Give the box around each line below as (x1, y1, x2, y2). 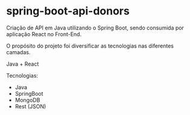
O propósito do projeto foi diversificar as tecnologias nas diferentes (6, 42, 174, 49)
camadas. (6, 48, 31, 55)
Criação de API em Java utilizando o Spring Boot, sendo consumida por (6, 24, 184, 31)
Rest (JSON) (14, 102, 46, 110)
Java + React (6, 60, 39, 67)
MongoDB (14, 96, 40, 104)
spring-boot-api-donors (6, 4, 130, 18)
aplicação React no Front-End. (6, 30, 82, 37)
